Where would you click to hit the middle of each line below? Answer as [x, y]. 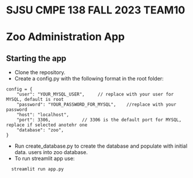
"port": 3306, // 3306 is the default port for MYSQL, [99, 120]
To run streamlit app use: [44, 159]
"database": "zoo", [40, 130]
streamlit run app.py [38, 169]
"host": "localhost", [43, 115]
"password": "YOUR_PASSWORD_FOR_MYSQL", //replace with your [96, 105]
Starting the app [36, 58]
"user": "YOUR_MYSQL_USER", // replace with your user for [95, 95]
